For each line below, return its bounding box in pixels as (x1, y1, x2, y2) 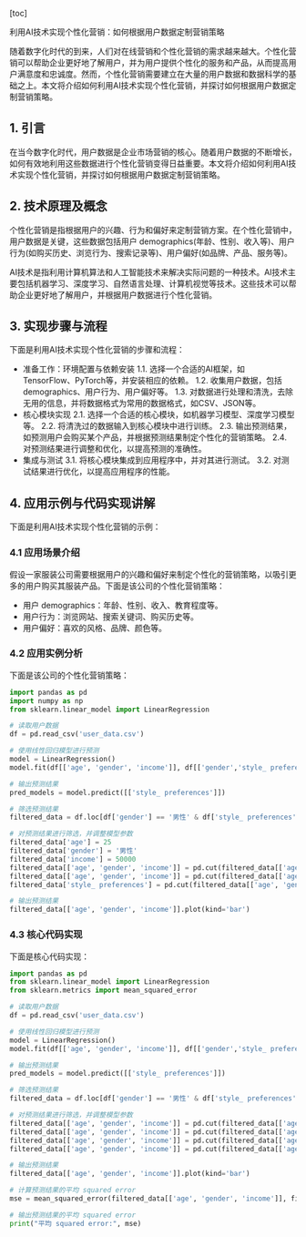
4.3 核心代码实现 (9, 928, 84, 941)
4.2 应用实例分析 (9, 647, 84, 659)
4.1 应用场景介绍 (9, 547, 80, 559)
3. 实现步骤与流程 (9, 319, 107, 334)
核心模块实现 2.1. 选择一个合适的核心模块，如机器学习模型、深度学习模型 (22, 409, 295, 420)
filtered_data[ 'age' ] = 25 (9, 838, 112, 847)
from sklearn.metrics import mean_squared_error (9, 986, 198, 996)
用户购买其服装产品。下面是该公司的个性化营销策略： (25, 580, 225, 591)
